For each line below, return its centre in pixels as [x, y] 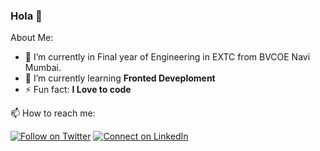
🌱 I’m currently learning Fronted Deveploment [120, 78]
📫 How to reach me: [53, 113]
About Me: [32, 38]
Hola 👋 [26, 16]
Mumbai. [43, 68]
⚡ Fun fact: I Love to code [78, 90]
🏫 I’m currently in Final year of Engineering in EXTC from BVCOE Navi [167, 57]
